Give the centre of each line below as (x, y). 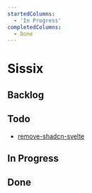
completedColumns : (34, 27)
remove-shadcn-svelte (51, 136)
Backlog (26, 95)
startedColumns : (31, 14)
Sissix (25, 69)
